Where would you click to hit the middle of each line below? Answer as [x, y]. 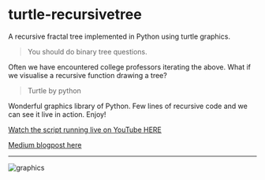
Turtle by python [54, 90]
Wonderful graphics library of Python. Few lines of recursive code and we [128, 106]
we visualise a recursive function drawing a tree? [88, 75]
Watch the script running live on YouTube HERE [85, 129]
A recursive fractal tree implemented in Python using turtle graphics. [119, 36]
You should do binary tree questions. [87, 51]
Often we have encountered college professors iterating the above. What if [129, 67]
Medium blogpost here [45, 144]
